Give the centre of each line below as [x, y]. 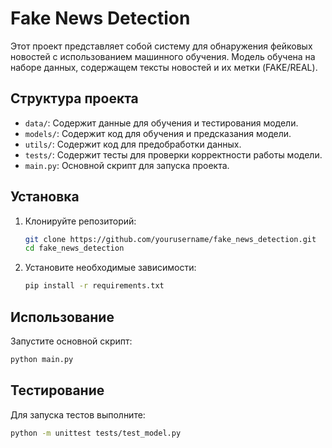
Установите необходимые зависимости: [110, 268]
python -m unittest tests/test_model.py [96, 433]
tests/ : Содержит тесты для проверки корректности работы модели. [173, 154]
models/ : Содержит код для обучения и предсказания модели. [158, 133]
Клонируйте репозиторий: [80, 221]
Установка [45, 197]
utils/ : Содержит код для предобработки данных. [133, 144]
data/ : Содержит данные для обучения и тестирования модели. [161, 123]
